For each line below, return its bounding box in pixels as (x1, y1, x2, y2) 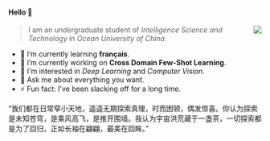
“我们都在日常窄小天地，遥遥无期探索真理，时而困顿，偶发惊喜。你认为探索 (8, 104, 259, 114)
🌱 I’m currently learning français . (19, 49, 130, 59)
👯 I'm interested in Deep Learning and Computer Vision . (19, 66, 205, 77)
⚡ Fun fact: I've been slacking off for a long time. (19, 84, 182, 93)
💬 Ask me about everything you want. (19, 75, 145, 85)
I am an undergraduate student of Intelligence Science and (27, 25, 223, 35)
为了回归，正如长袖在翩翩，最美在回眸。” (14, 124, 149, 134)
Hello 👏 (8, 7, 33, 17)
